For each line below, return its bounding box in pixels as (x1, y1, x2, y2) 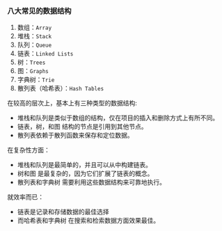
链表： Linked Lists (17, 49, 74, 58)
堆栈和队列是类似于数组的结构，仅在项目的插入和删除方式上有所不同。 (17, 113, 219, 122)
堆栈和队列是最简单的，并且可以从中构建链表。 (17, 161, 152, 169)
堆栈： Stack (17, 32, 52, 40)
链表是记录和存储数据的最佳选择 (17, 207, 109, 216)
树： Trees (17, 58, 46, 67)
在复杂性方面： (7, 146, 50, 154)
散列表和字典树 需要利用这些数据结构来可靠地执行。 (17, 178, 166, 186)
